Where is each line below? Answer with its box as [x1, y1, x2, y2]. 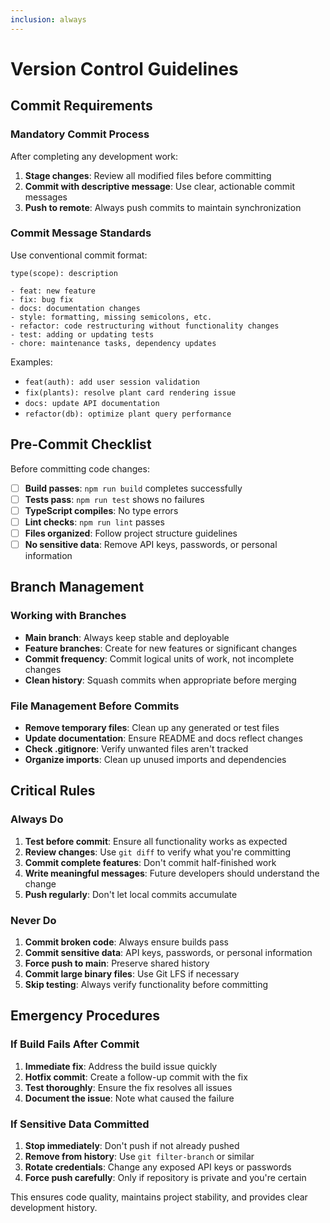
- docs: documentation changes [10, 303, 141, 313]
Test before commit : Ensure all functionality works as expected [24, 835, 288, 847]
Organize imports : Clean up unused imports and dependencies [24, 753, 287, 765]
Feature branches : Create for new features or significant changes [24, 642, 298, 654]
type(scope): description [10, 268, 118, 278]
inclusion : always [10, 14, 87, 25]
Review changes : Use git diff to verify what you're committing [24, 846, 292, 858]
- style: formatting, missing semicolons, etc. [10, 312, 213, 322]
